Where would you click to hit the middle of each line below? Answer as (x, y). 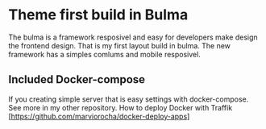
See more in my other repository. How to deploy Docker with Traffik (121, 107)
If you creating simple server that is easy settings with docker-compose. (129, 99)
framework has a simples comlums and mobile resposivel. (105, 54)
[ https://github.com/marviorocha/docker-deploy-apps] (99, 116)
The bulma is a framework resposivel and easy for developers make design (133, 37)
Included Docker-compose (77, 79)
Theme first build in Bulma (98, 15)
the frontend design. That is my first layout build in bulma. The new (120, 45)
